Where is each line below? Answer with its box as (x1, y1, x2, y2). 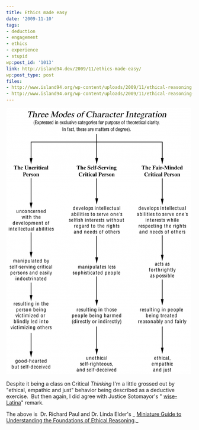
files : (6, 78, 23, 84)
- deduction (6, 28, 36, 34)
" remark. (20, 399, 44, 406)
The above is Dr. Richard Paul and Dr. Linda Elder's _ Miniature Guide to (6, 410, 182, 418)
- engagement (6, 34, 38, 41)
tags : (6, 22, 20, 28)
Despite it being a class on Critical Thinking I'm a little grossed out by (6, 380, 175, 387)
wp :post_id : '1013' (6, 59, 54, 65)
